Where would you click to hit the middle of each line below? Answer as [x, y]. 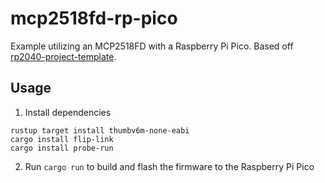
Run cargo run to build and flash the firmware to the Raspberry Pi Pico [169, 166]
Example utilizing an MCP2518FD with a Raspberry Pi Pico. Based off [152, 46]
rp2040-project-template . [63, 56]
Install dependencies [68, 112]
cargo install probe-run [62, 148]
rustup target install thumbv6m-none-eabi [100, 130]
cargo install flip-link [62, 139]
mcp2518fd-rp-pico [94, 18]
